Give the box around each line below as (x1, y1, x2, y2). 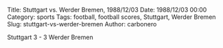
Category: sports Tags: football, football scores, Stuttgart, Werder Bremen (7, 13, 216, 21)
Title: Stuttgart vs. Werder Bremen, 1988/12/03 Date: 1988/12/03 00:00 (7, 6, 207, 14)
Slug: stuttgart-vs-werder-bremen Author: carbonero (7, 20, 157, 28)
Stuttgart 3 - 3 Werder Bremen (7, 33, 94, 41)
